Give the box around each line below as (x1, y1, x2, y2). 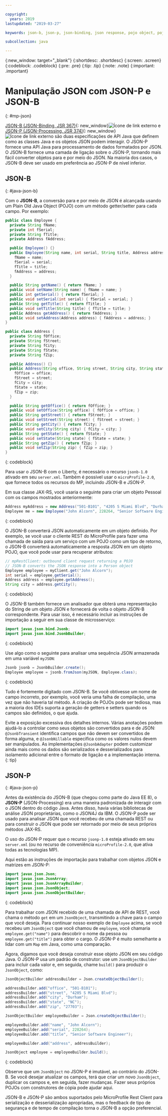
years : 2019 (9, 16, 35, 22)
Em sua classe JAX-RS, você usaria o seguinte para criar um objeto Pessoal (5, 489, 161, 495)
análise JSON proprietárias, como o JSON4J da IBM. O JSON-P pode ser (5, 810, 156, 816)
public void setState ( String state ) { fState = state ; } (9, 436, 131, 441)
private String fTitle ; (9, 232, 59, 237)
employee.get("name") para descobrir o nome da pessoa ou (5, 930, 127, 936)
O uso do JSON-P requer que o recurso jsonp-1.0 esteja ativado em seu (5, 836, 154, 842)
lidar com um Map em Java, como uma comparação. (5, 941, 111, 947)
